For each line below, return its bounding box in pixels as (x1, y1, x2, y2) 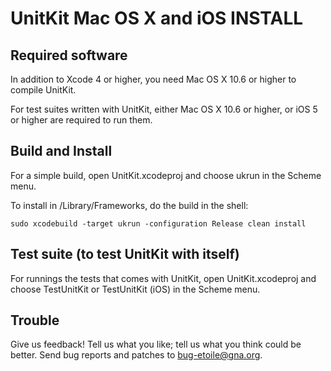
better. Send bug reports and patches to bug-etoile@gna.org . (10, 349, 263, 361)
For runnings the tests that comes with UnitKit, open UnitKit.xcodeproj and (10, 272, 317, 284)
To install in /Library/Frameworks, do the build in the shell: (10, 199, 249, 211)
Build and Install (10, 143, 113, 160)
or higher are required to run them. (10, 114, 153, 126)
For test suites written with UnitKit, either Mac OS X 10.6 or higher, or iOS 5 (10, 103, 318, 115)
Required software (10, 47, 128, 64)
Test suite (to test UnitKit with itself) (10, 246, 240, 263)
